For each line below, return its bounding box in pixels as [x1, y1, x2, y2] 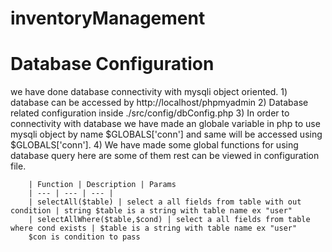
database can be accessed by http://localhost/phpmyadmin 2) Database [10, 97, 309, 109]
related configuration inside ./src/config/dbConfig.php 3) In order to [10, 107, 290, 119]
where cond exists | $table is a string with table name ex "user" [10, 223, 298, 234]
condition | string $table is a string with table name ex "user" [10, 206, 293, 216]
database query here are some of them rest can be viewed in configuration [10, 150, 320, 162]
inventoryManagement [10, 7, 206, 30]
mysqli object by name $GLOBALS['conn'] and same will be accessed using [10, 128, 323, 141]
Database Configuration [10, 53, 215, 76]
